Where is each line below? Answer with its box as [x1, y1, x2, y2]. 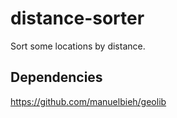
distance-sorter [10, 7, 145, 30]
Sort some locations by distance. [10, 40, 146, 52]
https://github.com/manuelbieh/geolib [10, 95, 167, 107]
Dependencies [10, 69, 103, 86]
